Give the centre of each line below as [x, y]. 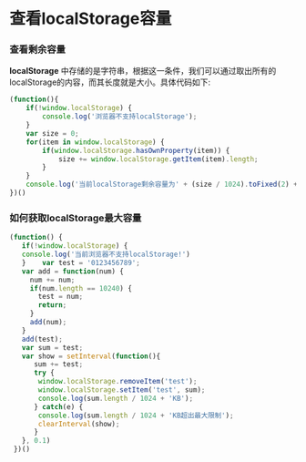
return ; [52, 305]
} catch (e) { [58, 406]
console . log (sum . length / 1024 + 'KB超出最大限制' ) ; [136, 416]
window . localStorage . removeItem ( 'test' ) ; [117, 382]
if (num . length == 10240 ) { [81, 288]
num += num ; [52, 280]
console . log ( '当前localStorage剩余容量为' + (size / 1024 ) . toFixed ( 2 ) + [162, 185]
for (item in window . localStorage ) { [96, 142]
